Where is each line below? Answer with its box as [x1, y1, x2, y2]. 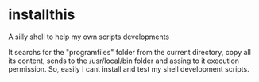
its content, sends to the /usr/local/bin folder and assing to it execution [8, 56, 240, 65]
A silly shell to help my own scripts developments [8, 32, 170, 41]
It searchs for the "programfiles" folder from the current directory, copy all [8, 47, 252, 57]
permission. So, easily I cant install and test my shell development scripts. [8, 64, 249, 73]
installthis [8, 6, 75, 24]
